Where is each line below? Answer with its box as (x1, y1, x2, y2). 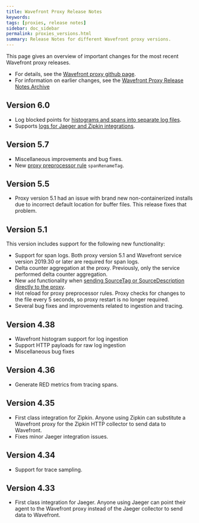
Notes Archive (14, 83, 50, 90)
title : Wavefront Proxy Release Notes (6, 8, 102, 15)
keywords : (6, 14, 31, 20)
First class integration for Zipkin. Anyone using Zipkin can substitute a (14, 414, 186, 421)
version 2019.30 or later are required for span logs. (14, 258, 140, 265)
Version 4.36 (6, 365, 55, 375)
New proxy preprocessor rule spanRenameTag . (14, 162, 125, 169)
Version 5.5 (6, 179, 50, 189)
